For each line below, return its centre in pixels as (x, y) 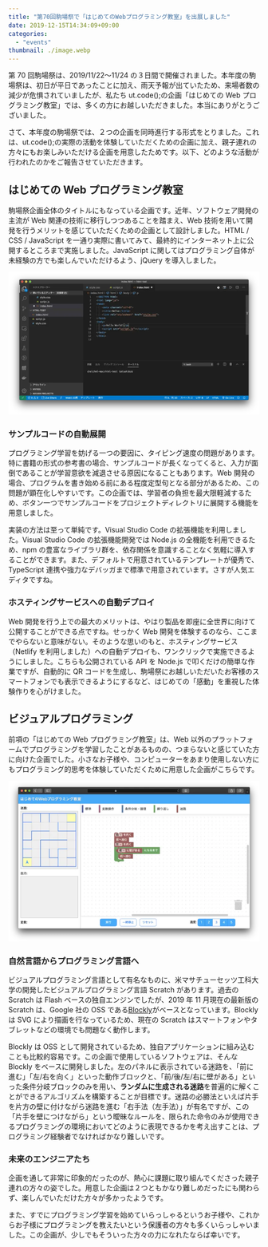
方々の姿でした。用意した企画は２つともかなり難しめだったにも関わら (144, 1188)
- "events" (33, 42)
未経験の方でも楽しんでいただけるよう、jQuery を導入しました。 (114, 260)
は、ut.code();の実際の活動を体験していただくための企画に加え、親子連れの (133, 142)
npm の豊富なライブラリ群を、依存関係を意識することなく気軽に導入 (135, 550)
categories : (28, 34)
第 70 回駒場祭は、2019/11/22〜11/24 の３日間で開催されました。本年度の (129, 75)
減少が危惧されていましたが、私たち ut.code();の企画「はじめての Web (124, 95)
